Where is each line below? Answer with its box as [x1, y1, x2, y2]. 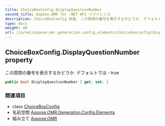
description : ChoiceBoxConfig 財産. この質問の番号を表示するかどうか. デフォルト [5, 16, 162, 21]
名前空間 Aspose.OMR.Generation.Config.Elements [12, 109, 115, 115]
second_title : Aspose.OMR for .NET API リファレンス [5, 12, 111, 17]
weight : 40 [5, 26, 27, 31]
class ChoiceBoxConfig [12, 103, 60, 109]
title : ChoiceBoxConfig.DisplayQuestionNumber [5, 7, 102, 12]
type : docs [5, 21, 27, 26]
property [5, 56, 33, 64]
